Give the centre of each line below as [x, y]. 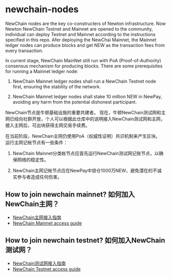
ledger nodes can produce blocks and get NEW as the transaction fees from [85, 45]
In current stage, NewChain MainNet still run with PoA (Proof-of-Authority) [83, 60]
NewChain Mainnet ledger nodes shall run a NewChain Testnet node [84, 81]
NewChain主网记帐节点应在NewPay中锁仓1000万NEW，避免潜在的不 [85, 170]
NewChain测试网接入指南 [39, 263]
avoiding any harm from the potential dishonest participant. [75, 102]
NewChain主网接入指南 [37, 217]
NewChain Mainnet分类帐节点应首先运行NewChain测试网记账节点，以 [86, 153]
